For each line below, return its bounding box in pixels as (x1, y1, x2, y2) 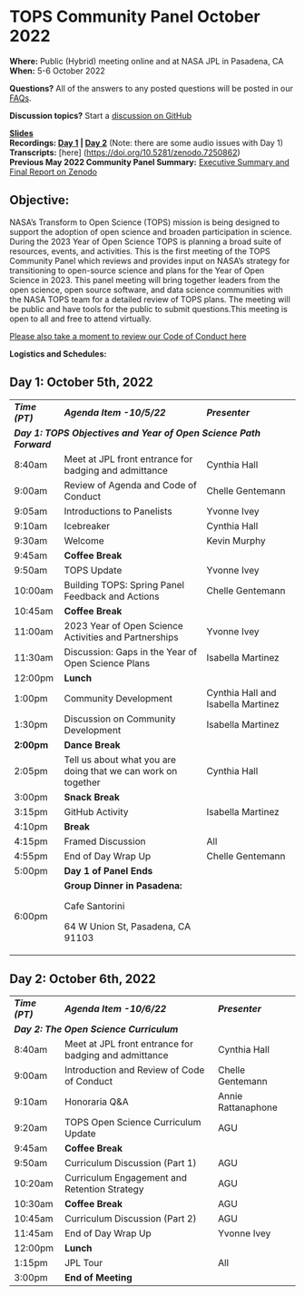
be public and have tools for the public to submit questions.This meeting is (9, 303, 288, 314)
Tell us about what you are (64, 753, 177, 766)
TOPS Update (64, 564, 123, 576)
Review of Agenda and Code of (64, 478, 197, 491)
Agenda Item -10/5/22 (64, 406, 166, 418)
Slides (9, 127, 34, 138)
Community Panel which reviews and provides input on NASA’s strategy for (9, 255, 290, 266)
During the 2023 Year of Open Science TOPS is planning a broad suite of (9, 236, 282, 247)
